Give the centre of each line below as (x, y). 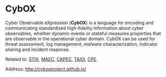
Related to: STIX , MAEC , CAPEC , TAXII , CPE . (51, 59)
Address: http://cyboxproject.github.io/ (46, 69)
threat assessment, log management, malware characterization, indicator (81, 44)
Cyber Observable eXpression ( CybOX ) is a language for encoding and (79, 23)
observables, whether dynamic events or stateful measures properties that (83, 33)
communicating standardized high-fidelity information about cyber (75, 28)
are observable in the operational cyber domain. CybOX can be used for (80, 39)
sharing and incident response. (37, 49)
